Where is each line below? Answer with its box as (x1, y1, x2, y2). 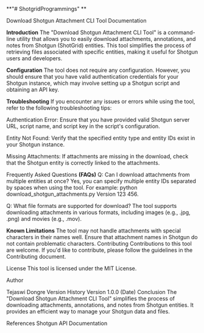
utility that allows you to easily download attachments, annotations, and (16, 35, 196, 42)
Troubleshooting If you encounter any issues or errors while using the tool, (6, 98, 195, 105)
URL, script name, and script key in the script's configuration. (6, 123, 160, 130)
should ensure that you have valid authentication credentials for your (6, 73, 179, 80)
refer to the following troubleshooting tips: (6, 104, 112, 112)
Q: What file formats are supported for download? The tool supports (6, 202, 177, 209)
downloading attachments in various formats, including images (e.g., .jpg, (6, 209, 191, 216)
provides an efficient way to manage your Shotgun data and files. (6, 308, 171, 315)
